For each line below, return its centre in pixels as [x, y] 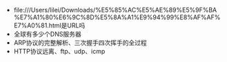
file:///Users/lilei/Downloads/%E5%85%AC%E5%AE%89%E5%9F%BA [115, 10]
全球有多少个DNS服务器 [47, 34]
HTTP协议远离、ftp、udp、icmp [59, 51]
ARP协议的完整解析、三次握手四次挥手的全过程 [80, 43]
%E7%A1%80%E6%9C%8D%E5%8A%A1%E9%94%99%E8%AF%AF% [117, 17]
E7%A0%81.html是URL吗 [49, 25]
